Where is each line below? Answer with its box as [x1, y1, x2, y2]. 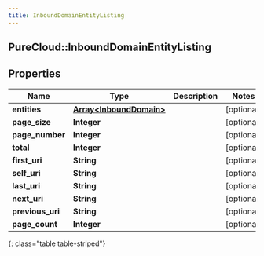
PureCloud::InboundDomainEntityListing [8, 41, 212, 54]
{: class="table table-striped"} [8, 239, 106, 248]
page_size [12, 116, 51, 127]
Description [173, 90, 218, 101]
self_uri [12, 167, 41, 178]
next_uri [12, 193, 44, 204]
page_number [12, 129, 65, 140]
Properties [8, 68, 61, 81]
